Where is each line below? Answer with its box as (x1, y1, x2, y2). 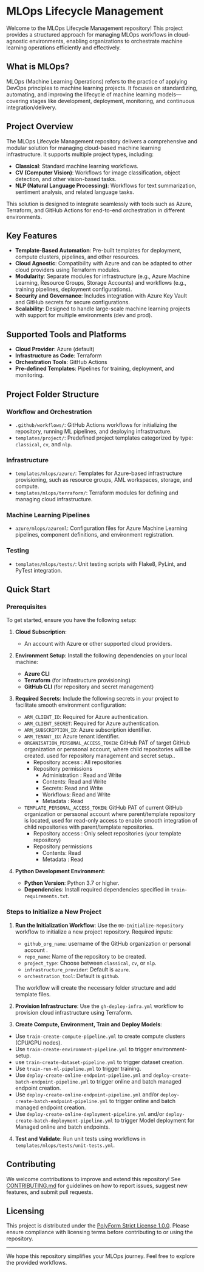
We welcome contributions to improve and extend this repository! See (6, 1175, 181, 1182)
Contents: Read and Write (42, 778, 107, 785)
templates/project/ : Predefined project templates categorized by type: (15, 434, 193, 441)
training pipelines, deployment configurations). (15, 285, 132, 293)
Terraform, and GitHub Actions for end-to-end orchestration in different (6, 206, 185, 214)
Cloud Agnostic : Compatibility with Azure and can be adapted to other (15, 260, 192, 267)
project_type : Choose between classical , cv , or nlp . (24, 959, 157, 967)
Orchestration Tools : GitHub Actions (15, 359, 107, 366)
